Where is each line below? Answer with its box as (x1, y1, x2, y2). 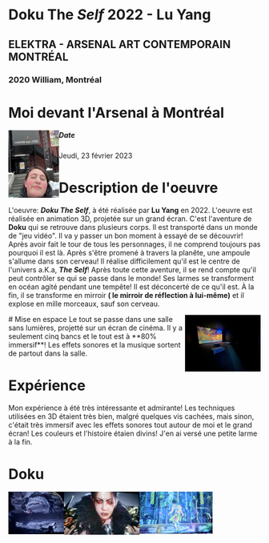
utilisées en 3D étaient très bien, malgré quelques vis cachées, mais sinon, (8, 411, 255, 421)
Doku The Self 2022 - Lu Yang (8, 6, 211, 24)
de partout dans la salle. (8, 348, 88, 358)
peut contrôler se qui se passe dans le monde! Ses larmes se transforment (8, 273, 255, 283)
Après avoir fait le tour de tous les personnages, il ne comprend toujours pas (8, 239, 261, 249)
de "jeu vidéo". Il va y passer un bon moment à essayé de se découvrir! (8, 231, 243, 240)
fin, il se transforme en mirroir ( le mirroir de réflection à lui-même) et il (8, 290, 244, 300)
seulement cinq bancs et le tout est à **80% (8, 331, 157, 341)
